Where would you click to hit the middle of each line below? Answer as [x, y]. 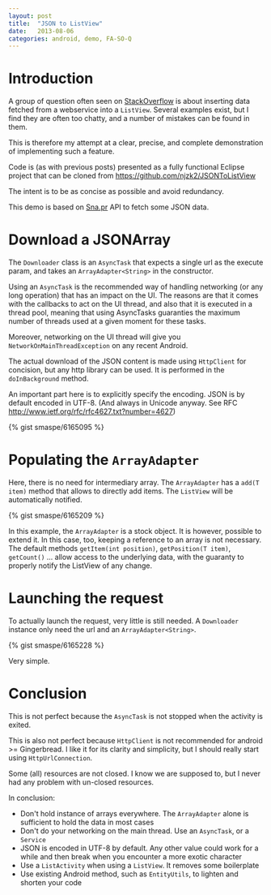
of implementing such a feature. [61, 152]
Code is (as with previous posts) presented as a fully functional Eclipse [127, 167]
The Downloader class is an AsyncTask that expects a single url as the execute [136, 262]
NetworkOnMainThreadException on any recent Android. [98, 346]
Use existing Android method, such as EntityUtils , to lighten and [129, 874]
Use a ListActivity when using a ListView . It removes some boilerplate [140, 865]
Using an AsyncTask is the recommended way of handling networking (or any [136, 287]
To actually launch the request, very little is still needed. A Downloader [123, 621]
